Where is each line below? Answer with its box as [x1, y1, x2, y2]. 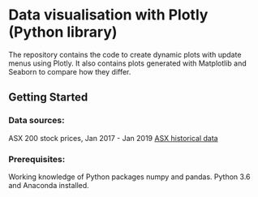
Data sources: [8, 115, 65, 126]
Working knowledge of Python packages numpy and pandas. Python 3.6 [8, 172, 251, 182]
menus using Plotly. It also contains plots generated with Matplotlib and [8, 58, 247, 68]
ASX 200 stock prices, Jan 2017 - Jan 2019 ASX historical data [8, 133, 218, 143]
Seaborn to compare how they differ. [8, 66, 131, 76]
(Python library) [8, 23, 118, 41]
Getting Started [8, 91, 88, 105]
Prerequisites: [8, 153, 66, 165]
